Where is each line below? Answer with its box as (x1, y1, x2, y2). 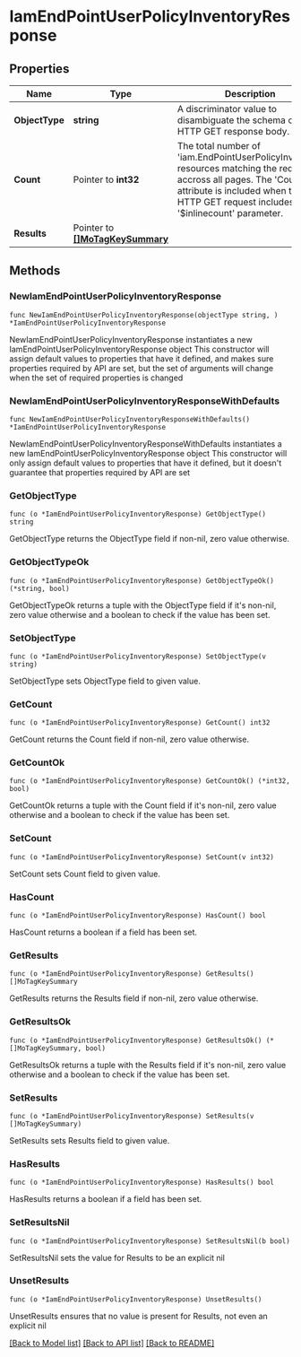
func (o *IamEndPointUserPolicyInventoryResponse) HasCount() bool (9, 911, 267, 920)
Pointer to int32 (73, 173, 140, 186)
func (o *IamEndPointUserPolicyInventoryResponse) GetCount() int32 (9, 718, 271, 727)
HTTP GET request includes (176, 196, 295, 208)
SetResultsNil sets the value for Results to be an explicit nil (9, 1252, 226, 1263)
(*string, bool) (9, 584, 70, 593)
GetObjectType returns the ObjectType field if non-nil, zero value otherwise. (9, 534, 289, 544)
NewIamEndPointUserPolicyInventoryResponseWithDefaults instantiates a (9, 438, 282, 449)
